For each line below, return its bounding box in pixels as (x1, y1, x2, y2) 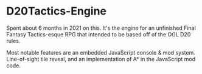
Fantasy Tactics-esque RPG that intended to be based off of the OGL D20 (6, 30, 191, 38)
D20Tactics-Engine (6, 4, 107, 18)
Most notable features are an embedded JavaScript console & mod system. (6, 49, 196, 56)
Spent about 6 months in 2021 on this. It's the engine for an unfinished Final (6, 24, 196, 32)
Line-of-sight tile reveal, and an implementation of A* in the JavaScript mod (6, 55, 196, 62)
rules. (6, 37, 21, 44)
